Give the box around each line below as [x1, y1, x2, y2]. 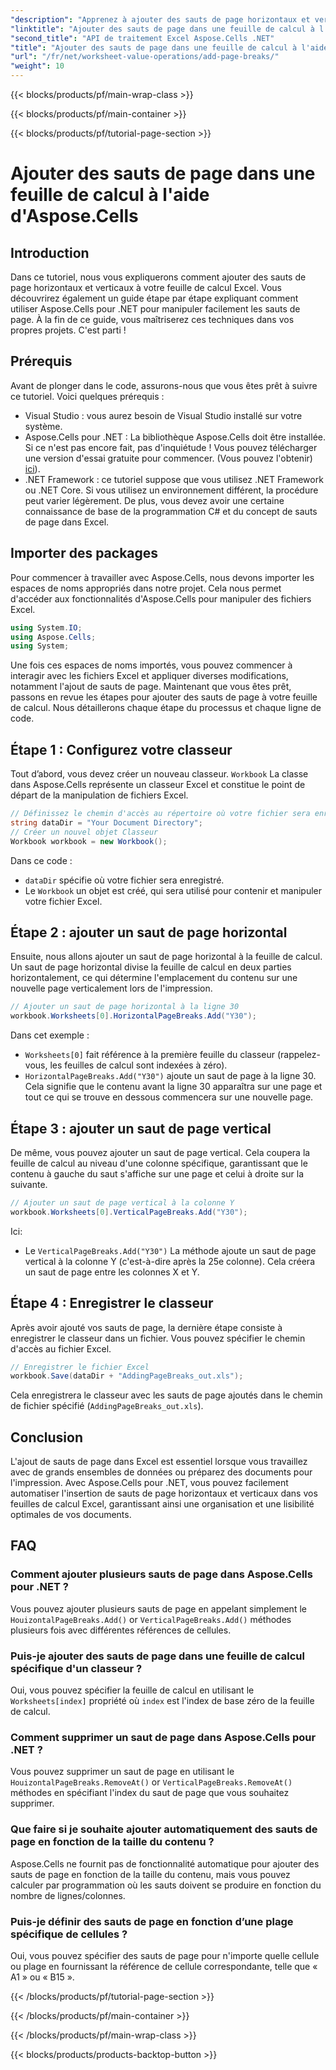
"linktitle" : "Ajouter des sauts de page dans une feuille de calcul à [10, 24, 315, 34]
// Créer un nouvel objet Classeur [10, 827, 159, 837]
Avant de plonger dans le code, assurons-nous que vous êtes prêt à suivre [10, 379, 318, 391]
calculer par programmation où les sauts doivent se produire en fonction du [10, 1879, 322, 1891]
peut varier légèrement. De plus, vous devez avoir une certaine [24, 494, 285, 506]
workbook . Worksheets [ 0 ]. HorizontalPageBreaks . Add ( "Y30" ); [10, 1011, 257, 1021]
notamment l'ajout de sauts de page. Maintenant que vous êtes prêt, [10, 681, 292, 693]
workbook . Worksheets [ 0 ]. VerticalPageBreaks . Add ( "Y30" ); [10, 1207, 248, 1217]
